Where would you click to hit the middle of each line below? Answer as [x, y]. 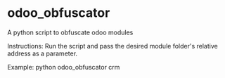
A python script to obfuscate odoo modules [70, 32]
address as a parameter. [43, 53]
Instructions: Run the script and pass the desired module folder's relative [112, 46]
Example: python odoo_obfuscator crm [64, 67]
